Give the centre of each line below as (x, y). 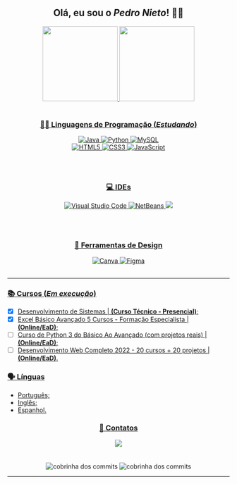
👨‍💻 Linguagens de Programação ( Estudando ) (119, 124)
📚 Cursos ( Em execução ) (52, 293)
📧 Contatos (119, 428)
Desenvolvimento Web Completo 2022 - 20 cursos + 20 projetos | (114, 350)
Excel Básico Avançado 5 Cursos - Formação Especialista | (103, 319)
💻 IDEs (119, 187)
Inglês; (27, 402)
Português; (34, 395)
